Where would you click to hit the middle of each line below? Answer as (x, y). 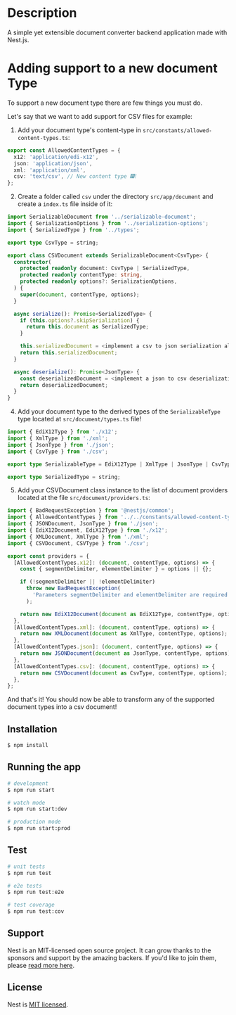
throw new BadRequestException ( (73, 589)
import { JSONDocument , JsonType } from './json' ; (83, 524)
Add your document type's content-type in (79, 130)
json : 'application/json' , (53, 163)
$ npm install (28, 746)
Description (42, 13)
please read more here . (41, 965)
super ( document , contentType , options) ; (80, 294)
